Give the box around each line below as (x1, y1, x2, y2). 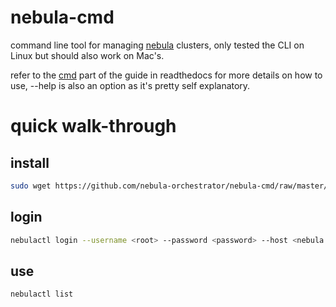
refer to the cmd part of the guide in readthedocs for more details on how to (10, 69, 323, 81)
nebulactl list (10, 289, 74, 300)
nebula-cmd (10, 6, 115, 29)
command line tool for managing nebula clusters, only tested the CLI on (10, 39, 305, 51)
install (10, 154, 50, 171)
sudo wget (10, 181, 52, 191)
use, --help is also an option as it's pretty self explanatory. (10, 79, 251, 91)
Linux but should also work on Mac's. (10, 49, 165, 61)
